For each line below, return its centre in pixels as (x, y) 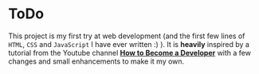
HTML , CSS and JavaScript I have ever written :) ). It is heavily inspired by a (129, 44)
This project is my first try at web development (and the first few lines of (127, 36)
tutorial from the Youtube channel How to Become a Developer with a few (129, 53)
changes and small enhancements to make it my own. (96, 61)
